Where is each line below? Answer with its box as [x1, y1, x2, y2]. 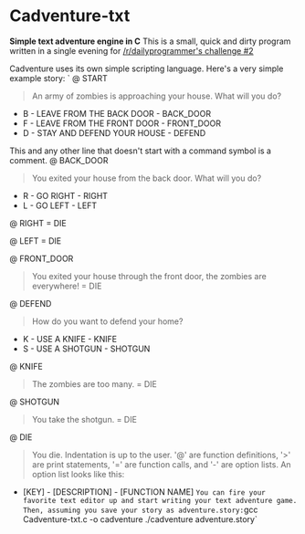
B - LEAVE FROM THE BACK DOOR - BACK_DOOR [22, 108, 212, 119]
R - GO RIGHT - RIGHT [22, 190, 108, 201]
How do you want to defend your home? [31, 316, 184, 327]
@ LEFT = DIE [9, 235, 62, 246]
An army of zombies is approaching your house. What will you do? [31, 90, 281, 101]
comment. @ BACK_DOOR [9, 154, 109, 165]
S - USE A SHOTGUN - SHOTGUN [22, 343, 151, 354]
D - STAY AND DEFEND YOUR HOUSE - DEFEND [22, 127, 206, 138]
